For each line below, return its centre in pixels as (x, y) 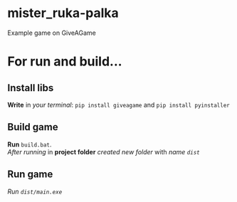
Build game (33, 127)
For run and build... (65, 62)
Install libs (31, 88)
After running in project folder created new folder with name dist (104, 151)
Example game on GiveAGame (52, 33)
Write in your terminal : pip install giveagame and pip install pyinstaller (118, 105)
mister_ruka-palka (63, 13)
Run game (30, 175)
